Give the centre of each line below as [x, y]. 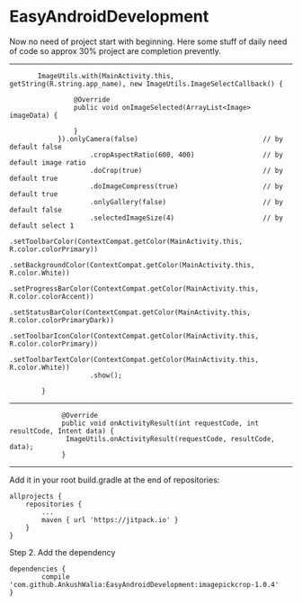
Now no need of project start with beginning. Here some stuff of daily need [148, 41]
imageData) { [34, 115]
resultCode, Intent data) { [62, 431]
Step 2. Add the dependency [62, 552]
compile [56, 577]
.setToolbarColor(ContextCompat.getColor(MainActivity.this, [126, 241]
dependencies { [38, 569]
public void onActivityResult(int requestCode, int [160, 423]
